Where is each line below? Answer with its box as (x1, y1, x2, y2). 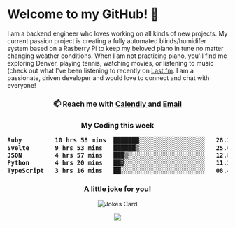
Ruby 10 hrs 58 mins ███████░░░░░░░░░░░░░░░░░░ (7, 136, 206, 144)
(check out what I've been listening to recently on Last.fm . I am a (7, 66, 194, 75)
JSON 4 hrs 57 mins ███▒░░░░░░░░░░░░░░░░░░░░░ (7, 151, 206, 159)
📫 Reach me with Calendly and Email (53, 99, 182, 109)
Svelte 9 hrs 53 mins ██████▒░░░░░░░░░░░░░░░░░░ (7, 144, 206, 152)
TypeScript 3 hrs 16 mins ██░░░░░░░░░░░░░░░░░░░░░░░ (7, 167, 206, 174)
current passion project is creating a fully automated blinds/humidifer (7, 36, 206, 45)
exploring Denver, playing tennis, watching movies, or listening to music (7, 59, 214, 67)
